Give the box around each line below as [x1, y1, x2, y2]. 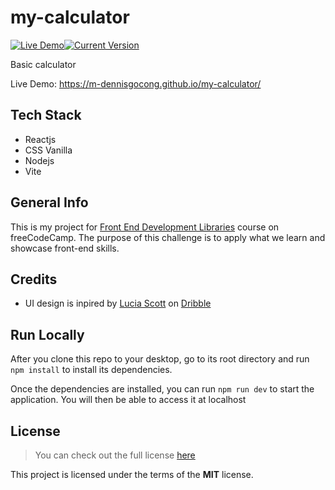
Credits [10, 271, 58, 288]
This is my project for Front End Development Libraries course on [10, 221, 280, 233]
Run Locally [10, 326, 85, 343]
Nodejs [24, 154, 55, 166]
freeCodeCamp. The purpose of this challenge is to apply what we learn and [10, 231, 326, 243]
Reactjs [24, 133, 57, 145]
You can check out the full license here [34, 449, 196, 461]
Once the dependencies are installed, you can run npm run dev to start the [10, 383, 315, 395]
